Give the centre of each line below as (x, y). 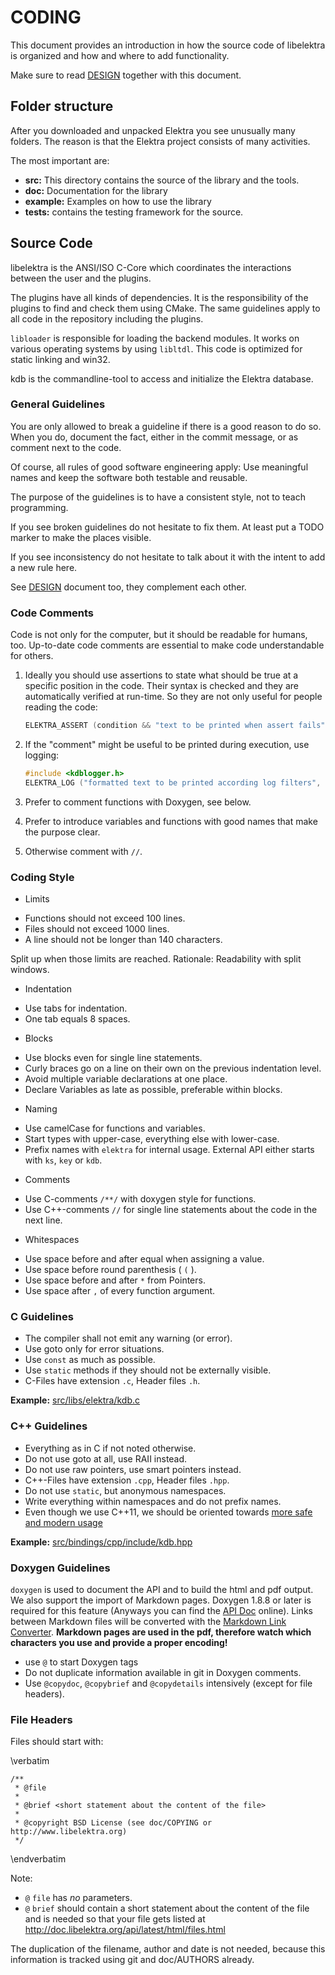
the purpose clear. (62, 832)
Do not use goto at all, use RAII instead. (106, 1458)
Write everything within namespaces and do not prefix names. (153, 1501)
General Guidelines (58, 404)
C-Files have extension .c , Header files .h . (112, 1381)
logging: (42, 755)
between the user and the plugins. (81, 278)
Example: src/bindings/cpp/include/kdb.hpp (101, 1542)
